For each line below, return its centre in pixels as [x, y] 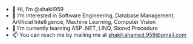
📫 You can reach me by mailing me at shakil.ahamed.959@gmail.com [99, 35]
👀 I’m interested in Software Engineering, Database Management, [93, 15]
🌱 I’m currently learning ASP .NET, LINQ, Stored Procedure [85, 28]
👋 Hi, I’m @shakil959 [38, 9]
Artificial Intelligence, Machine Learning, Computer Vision [84, 22]
